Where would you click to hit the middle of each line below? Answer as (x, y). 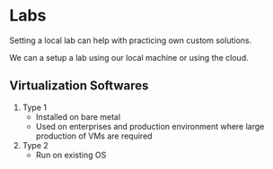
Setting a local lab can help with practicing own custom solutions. (131, 40)
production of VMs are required (94, 136)
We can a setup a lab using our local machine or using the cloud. (129, 57)
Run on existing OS (71, 155)
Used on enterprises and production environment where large (150, 126)
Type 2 (35, 145)
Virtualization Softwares (79, 86)
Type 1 (35, 107)
